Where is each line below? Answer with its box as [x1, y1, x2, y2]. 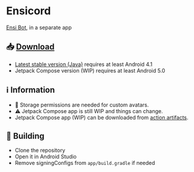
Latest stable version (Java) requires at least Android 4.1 [14, 61, 153, 68]
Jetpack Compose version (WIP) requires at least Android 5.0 [14, 67, 165, 74]
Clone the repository [14, 147, 65, 154]
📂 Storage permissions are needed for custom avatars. [14, 101, 149, 108]
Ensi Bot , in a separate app [6, 24, 72, 31]
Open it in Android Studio [14, 153, 77, 160]
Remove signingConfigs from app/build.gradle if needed [14, 160, 155, 167]
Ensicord [6, 4, 51, 18]
